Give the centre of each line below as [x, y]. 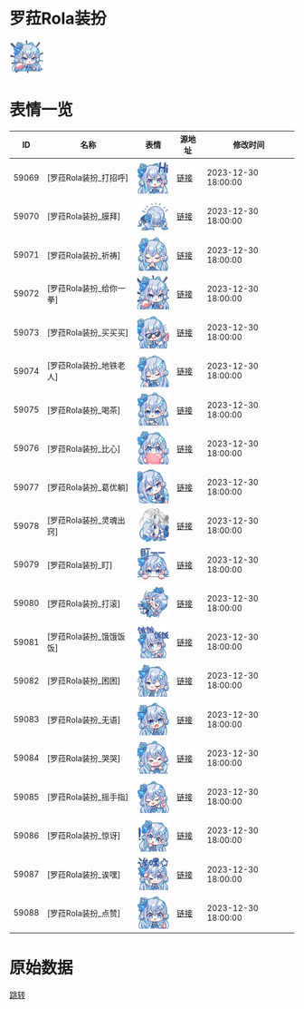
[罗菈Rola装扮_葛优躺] [88, 487]
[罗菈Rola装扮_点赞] [84, 913]
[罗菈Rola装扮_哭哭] [84, 758]
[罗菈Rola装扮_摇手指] [88, 797]
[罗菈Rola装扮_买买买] [88, 333]
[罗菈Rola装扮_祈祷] [84, 255]
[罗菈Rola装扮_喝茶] [84, 410]
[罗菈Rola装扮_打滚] [84, 603]
